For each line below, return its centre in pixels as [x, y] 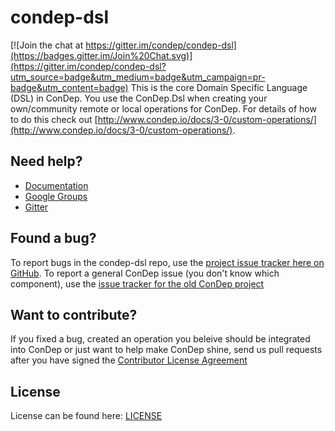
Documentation [56, 185]
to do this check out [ [54, 119]
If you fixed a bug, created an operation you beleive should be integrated [160, 339]
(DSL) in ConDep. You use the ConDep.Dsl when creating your [139, 98]
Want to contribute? [74, 314]
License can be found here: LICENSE [86, 416]
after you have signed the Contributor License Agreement [129, 360]
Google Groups [56, 196]
